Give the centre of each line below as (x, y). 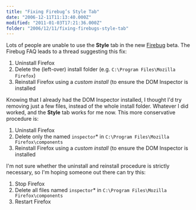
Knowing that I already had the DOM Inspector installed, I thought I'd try (94, 100)
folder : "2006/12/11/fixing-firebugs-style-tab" (67, 28)
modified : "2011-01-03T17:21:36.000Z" (54, 23)
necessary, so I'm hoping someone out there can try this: (76, 173)
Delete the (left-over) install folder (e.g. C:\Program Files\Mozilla (95, 70)
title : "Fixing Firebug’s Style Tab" (53, 12)
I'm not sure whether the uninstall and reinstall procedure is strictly (88, 166)
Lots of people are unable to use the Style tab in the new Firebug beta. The (98, 45)
